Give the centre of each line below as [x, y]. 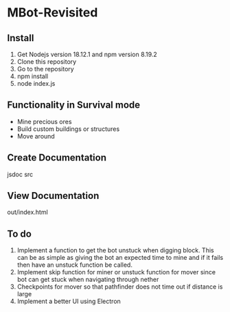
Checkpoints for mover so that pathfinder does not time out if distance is [120, 287]
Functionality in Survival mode [74, 105]
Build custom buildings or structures [68, 129]
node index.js [36, 83]
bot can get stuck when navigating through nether [88, 280]
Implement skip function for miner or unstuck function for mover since [116, 272]
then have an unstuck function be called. [74, 265]
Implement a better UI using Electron [69, 301]
